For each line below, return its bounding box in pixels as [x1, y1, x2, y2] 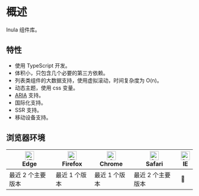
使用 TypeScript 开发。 [14, 62, 71, 69]
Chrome [99, 159, 123, 168]
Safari [146, 159, 163, 168]
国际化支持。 [14, 99, 46, 106]
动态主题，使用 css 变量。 [14, 84, 79, 91]
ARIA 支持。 [14, 91, 44, 98]
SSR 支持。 [14, 106, 43, 113]
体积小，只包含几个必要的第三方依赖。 [14, 69, 108, 76]
